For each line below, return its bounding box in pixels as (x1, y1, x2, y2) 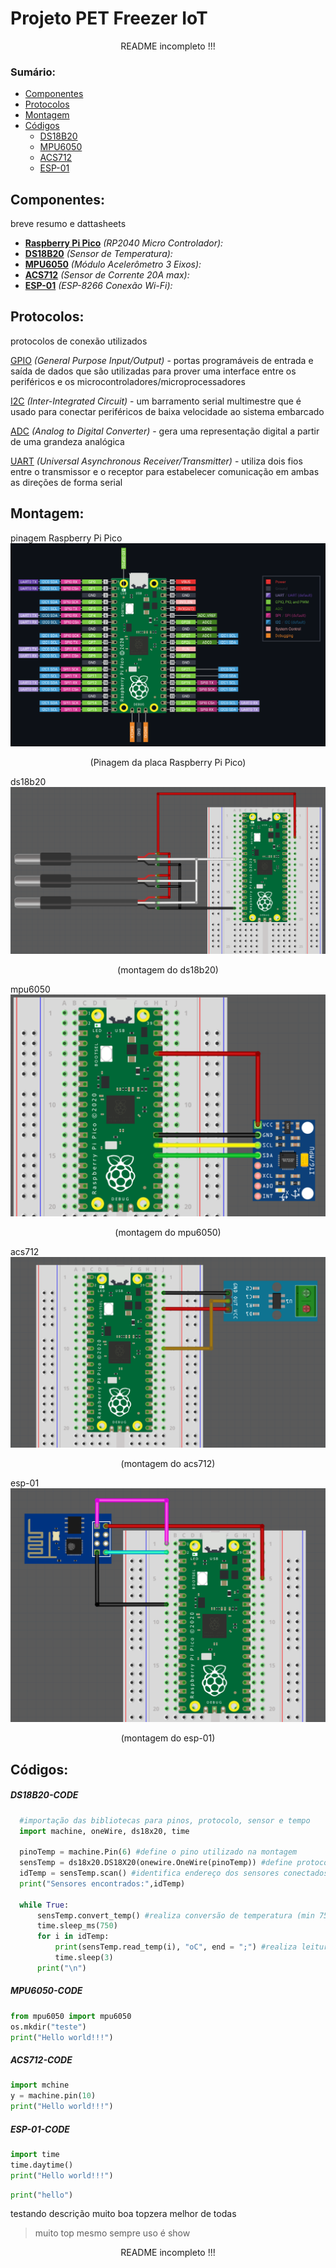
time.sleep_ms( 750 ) (36, 1921, 118, 1931)
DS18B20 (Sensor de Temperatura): (24, 248, 173, 260)
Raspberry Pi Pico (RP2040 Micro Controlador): (24, 237, 224, 249)
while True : (19, 1900, 70, 1910)
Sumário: (10, 65, 56, 79)
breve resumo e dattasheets (10, 218, 127, 230)
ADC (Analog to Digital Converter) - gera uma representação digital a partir (10, 425, 320, 437)
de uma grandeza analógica (10, 435, 125, 447)
